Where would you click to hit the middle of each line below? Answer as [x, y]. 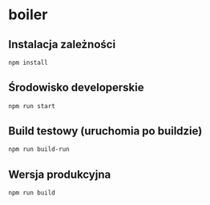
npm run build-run [39, 150]
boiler [28, 15]
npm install [28, 62]
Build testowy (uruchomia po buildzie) [105, 131]
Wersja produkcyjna [60, 174]
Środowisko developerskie [76, 88]
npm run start [32, 106]
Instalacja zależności [62, 44]
